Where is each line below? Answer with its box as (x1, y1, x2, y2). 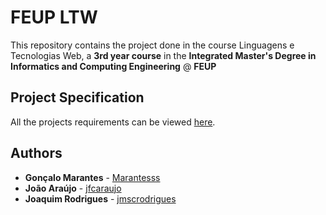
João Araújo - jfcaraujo (24, 182, 122, 194)
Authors (10, 145, 63, 162)
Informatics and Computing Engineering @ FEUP (10, 60, 217, 72)
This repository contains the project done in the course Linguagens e (10, 39, 295, 51)
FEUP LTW (10, 6, 98, 29)
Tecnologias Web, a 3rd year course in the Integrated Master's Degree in (10, 49, 317, 61)
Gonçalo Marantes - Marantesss (24, 171, 161, 183)
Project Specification (10, 89, 145, 106)
